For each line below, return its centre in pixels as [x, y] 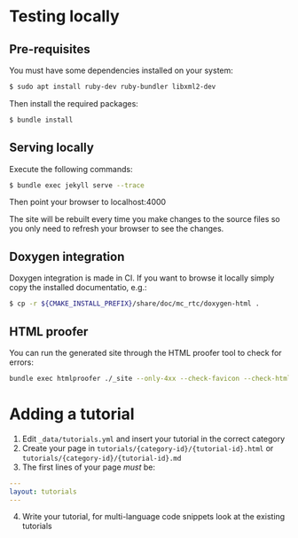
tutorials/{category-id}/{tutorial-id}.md [102, 458]
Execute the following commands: [71, 169]
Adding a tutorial [72, 414]
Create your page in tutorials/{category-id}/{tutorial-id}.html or [148, 448]
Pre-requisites [50, 49]
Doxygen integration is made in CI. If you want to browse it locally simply [142, 278]
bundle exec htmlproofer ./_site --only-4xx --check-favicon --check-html [150, 378]
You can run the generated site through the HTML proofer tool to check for [145, 352]
